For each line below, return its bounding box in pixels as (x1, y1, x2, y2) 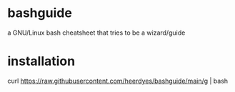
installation (7, 53, 76, 69)
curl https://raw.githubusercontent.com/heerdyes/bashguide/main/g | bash (7, 76, 229, 85)
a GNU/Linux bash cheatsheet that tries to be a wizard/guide (7, 28, 186, 37)
